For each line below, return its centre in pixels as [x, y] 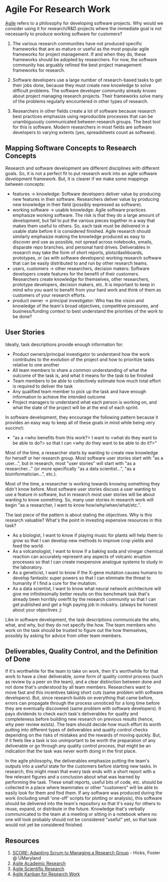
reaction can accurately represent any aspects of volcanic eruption [82, 556]
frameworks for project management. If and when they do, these [79, 54]
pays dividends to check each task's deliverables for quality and [72, 714]
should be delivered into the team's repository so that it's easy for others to [83, 804]
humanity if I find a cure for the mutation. [55, 583]
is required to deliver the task [43, 386]
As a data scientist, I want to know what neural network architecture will [87, 588]
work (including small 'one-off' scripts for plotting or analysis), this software [83, 798]
